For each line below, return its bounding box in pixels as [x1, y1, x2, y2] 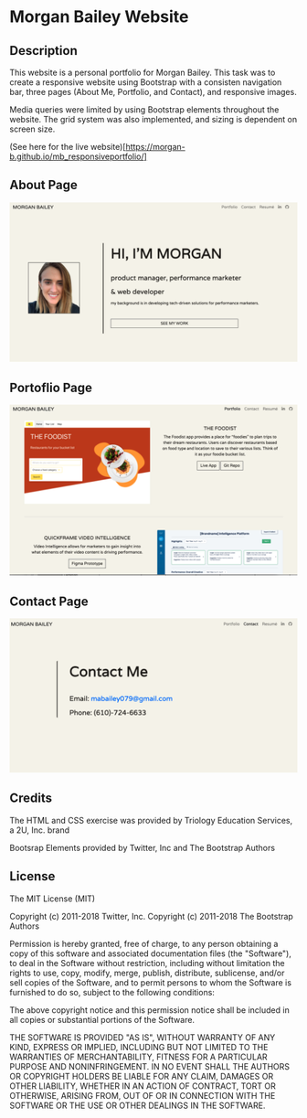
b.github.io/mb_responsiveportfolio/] [9, 151, 148, 162]
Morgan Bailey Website [9, 6, 189, 27]
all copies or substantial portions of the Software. [9, 1014, 195, 1025]
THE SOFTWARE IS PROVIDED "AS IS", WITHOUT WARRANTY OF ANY [9, 1031, 276, 1043]
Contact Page [9, 593, 89, 609]
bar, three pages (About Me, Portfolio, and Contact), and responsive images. [9, 87, 297, 97]
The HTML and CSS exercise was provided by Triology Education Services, [9, 815, 293, 825]
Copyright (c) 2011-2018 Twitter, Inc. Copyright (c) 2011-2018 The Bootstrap [9, 910, 294, 921]
